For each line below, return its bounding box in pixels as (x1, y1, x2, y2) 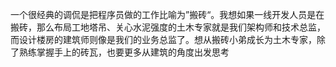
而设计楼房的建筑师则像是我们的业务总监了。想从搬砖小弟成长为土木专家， (10, 34, 317, 45)
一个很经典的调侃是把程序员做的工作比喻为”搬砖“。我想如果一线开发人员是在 (10, 9, 325, 20)
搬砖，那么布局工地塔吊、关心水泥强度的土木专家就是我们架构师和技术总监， (10, 21, 326, 33)
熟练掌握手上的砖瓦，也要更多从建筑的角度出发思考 (18, 46, 230, 58)
